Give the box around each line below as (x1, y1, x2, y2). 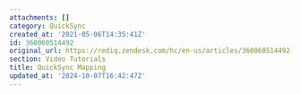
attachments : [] (9, 13, 70, 22)
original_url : (9, 47, 63, 56)
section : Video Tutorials (9, 55, 106, 64)
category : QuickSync (9, 21, 87, 30)
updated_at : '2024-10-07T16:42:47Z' (9, 72, 146, 81)
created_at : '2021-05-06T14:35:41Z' (9, 30, 146, 38)
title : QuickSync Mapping (9, 64, 106, 73)
